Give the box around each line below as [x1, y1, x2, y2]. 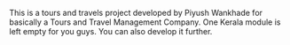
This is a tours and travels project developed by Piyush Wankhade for [9, 8, 263, 18]
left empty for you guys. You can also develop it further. [9, 26, 213, 36]
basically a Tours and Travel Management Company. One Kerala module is [9, 17, 281, 27]
